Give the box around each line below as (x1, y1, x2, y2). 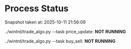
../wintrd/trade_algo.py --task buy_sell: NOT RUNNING (4, 38, 116, 44)
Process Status (4, 3, 69, 14)
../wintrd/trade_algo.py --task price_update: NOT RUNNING (4, 28, 126, 34)
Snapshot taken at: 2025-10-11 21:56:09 (4, 19, 86, 25)
